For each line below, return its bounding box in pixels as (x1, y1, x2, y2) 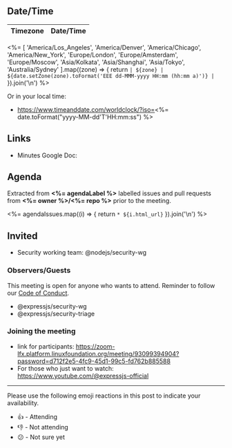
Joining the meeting (7, 327, 76, 336)
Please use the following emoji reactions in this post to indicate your (7, 391, 201, 400)
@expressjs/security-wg (17, 302, 88, 310)
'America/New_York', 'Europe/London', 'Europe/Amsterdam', (7, 50, 178, 59)
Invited (7, 230, 38, 242)
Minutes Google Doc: (17, 151, 78, 159)
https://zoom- (75, 342, 115, 351)
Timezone (10, 26, 44, 35)
